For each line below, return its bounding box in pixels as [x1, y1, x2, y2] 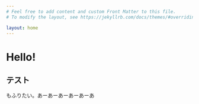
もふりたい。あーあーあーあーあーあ [6, 92, 95, 99]
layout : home [6, 25, 38, 31]
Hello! [6, 50, 36, 64]
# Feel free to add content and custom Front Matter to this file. [6, 8, 176, 15]
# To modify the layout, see [6, 14, 78, 20]
